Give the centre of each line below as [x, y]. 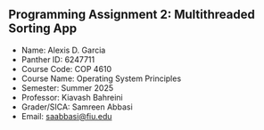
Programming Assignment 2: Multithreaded [132, 15]
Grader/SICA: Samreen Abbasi [77, 107]
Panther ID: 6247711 [58, 59]
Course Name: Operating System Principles [101, 78]
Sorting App [43, 29]
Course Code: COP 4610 [66, 69]
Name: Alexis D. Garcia [63, 50]
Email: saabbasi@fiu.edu [66, 116]
